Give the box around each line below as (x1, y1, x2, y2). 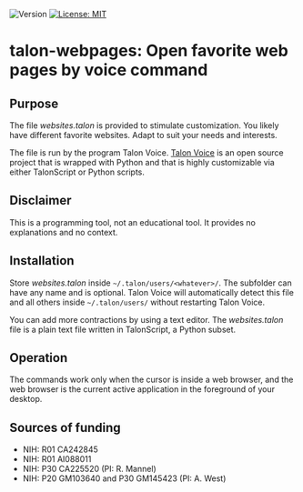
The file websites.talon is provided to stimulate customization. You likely (9, 120, 279, 131)
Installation (9, 253, 75, 268)
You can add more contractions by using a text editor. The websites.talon (9, 314, 284, 325)
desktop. (9, 394, 43, 405)
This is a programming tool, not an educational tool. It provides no (9, 216, 257, 227)
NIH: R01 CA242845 (22, 444, 98, 455)
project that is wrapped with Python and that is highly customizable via (9, 157, 275, 167)
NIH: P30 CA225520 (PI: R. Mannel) (22, 464, 157, 475)
